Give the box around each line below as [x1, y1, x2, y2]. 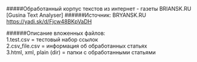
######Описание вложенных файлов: [6, 29, 105, 37]
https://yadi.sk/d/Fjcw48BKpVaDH [6, 18, 92, 25]
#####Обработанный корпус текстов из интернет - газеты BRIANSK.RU [6, 5, 192, 12]
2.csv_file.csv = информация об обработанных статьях [6, 42, 147, 49]
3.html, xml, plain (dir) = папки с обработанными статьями [6, 49, 156, 56]
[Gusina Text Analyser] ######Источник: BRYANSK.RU [6, 11, 147, 19]
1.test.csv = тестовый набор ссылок [6, 36, 98, 43]
